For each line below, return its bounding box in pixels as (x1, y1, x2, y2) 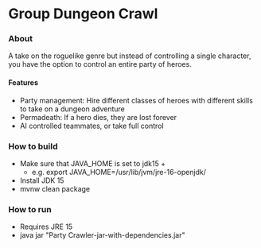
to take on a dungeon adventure (19, 104, 126, 114)
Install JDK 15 (19, 176, 64, 185)
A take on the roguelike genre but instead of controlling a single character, (8, 51, 251, 60)
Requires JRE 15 (19, 222, 73, 231)
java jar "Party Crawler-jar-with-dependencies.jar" (19, 231, 185, 240)
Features (8, 78, 38, 87)
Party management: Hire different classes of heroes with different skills (19, 95, 253, 105)
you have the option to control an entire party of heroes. (8, 60, 193, 69)
